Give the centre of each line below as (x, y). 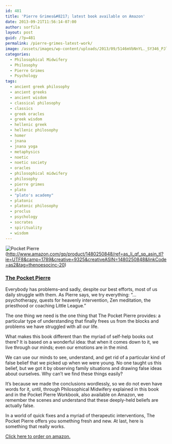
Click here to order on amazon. (38, 436)
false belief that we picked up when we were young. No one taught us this (83, 363)
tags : (11, 81)
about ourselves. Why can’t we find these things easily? (64, 374)
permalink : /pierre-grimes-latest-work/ (49, 44)
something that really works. (35, 426)
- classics (21, 108)
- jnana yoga (24, 146)
